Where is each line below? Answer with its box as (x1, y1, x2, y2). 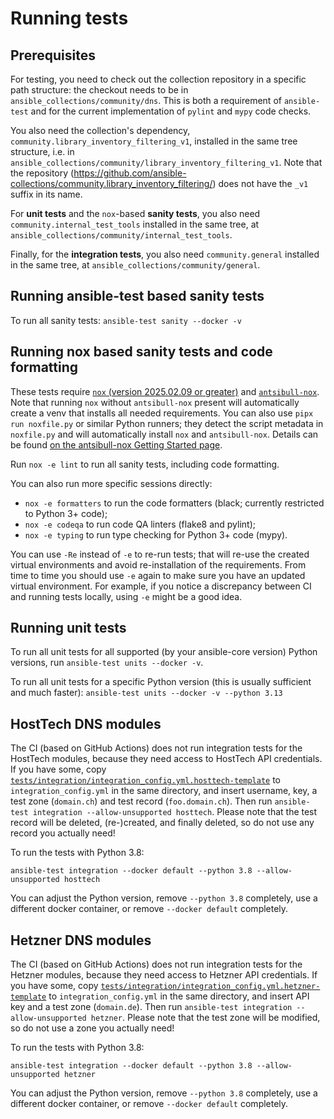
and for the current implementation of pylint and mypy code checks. (30, 105, 312, 117)
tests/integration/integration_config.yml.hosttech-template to (10, 774, 281, 786)
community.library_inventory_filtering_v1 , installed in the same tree (10, 135, 298, 147)
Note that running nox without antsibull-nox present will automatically (10, 396, 300, 408)
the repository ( (10, 167, 75, 179)
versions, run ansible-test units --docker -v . (10, 657, 204, 669)
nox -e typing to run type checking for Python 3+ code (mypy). (24, 528, 288, 541)
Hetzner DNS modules (10, 932, 152, 949)
